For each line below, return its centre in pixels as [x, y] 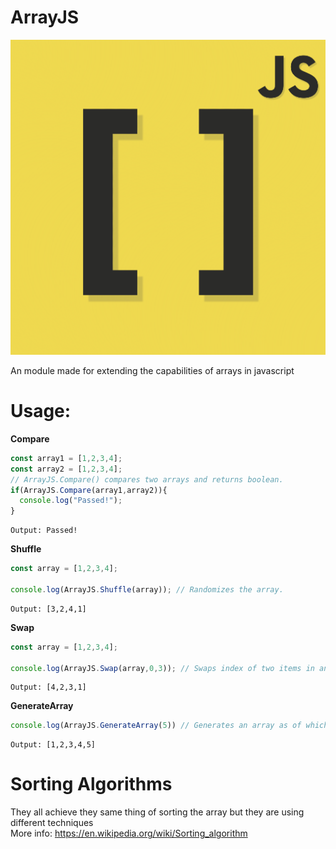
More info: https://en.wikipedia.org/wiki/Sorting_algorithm [129, 833]
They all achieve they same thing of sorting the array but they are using [157, 812]
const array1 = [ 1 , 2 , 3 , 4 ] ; [66, 458]
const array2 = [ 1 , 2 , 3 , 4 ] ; [66, 469]
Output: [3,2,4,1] [48, 609]
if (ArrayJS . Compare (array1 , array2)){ [89, 490]
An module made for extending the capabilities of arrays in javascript [152, 370]
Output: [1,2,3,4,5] [53, 745]
